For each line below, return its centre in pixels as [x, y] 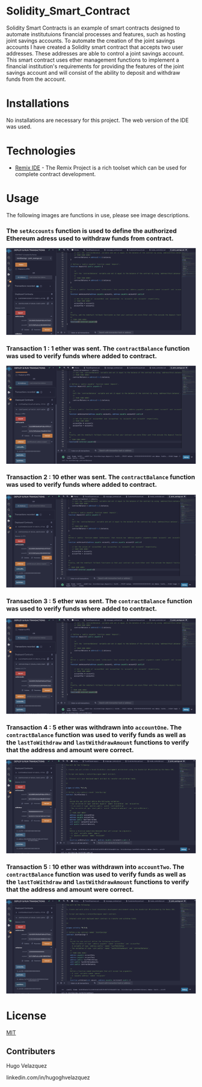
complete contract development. [55, 174]
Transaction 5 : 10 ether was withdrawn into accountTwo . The [95, 867]
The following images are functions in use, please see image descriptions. [98, 215]
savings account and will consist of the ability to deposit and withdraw [93, 72]
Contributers [31, 1051]
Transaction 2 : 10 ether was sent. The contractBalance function [101, 477]
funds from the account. [36, 79]
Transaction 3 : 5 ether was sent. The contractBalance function [99, 601]
